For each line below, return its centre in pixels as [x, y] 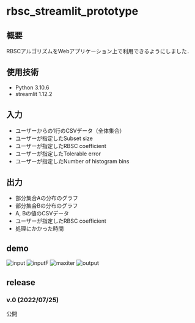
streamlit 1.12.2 [34, 94]
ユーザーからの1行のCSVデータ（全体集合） [70, 130]
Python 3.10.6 [32, 87]
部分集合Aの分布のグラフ [46, 198]
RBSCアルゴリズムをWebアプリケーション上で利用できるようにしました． [99, 51]
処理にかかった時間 [39, 229]
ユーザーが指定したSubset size [54, 138]
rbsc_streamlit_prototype [72, 11]
